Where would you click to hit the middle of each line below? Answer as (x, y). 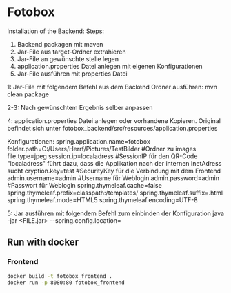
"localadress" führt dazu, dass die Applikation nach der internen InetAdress (114, 163)
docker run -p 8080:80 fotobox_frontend (66, 283)
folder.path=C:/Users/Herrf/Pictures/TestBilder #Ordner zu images (102, 149)
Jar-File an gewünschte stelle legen (68, 58)
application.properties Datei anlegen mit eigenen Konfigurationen (110, 66)
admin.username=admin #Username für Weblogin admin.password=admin (113, 178)
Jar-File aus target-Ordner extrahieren (71, 52)
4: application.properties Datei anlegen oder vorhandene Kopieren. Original (114, 120)
